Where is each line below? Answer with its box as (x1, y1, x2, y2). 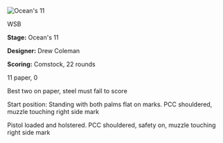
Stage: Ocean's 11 (7, 33, 59, 41)
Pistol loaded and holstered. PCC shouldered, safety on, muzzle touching (7, 121, 216, 129)
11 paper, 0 (7, 73, 38, 82)
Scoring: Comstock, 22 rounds (7, 60, 96, 68)
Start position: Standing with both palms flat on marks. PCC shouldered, (7, 100, 213, 108)
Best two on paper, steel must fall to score (7, 87, 128, 95)
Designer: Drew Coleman (7, 47, 80, 55)
